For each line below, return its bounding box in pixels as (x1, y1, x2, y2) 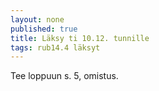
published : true (10, 24, 78, 34)
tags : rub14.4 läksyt (10, 42, 101, 53)
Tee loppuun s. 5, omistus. (10, 70, 119, 82)
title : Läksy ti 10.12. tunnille (10, 33, 150, 43)
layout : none (10, 14, 65, 25)
